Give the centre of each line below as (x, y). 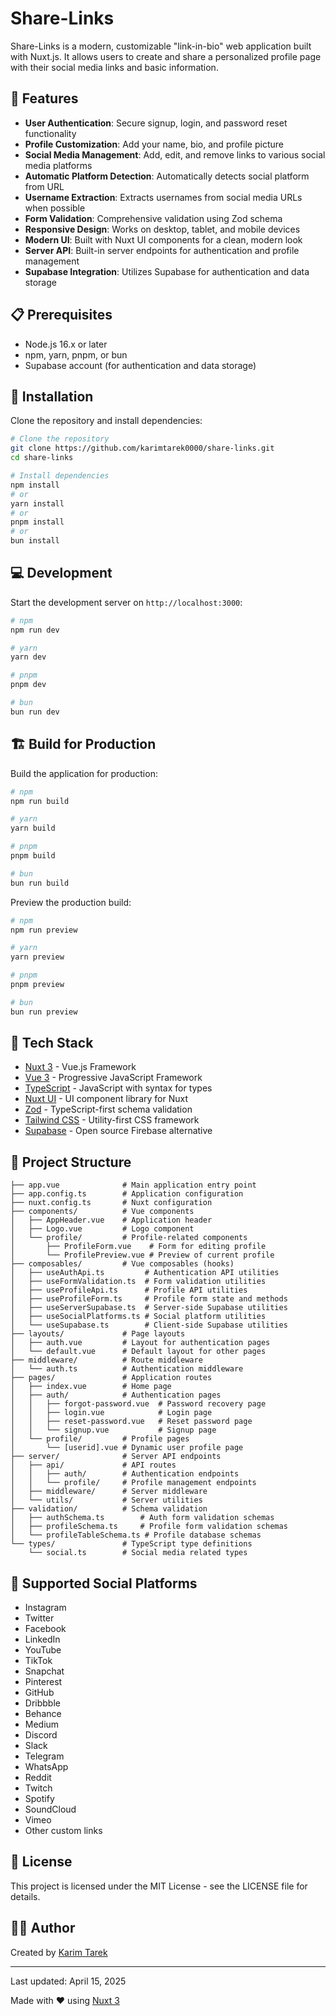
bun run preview (44, 1012)
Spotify (39, 1799)
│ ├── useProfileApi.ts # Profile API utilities (129, 1290)
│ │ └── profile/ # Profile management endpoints (133, 1483)
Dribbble (42, 1703)
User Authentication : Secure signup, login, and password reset (156, 123)
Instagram (45, 1608)
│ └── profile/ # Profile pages (100, 1439)
